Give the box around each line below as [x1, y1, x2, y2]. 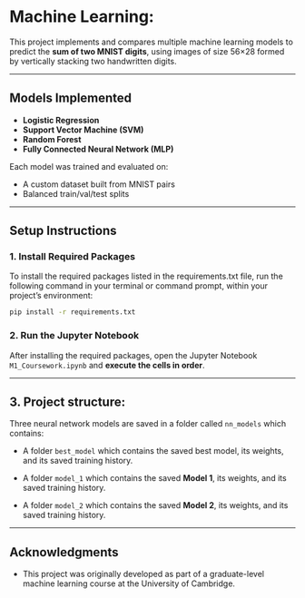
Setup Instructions [9, 223, 117, 239]
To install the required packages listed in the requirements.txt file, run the [9, 270, 283, 282]
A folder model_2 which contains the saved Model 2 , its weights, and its [22, 500, 289, 511]
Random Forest [22, 133, 82, 144]
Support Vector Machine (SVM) [22, 124, 144, 135]
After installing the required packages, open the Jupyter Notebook [9, 349, 258, 360]
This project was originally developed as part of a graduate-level [22, 569, 265, 580]
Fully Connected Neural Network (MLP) [22, 143, 174, 154]
